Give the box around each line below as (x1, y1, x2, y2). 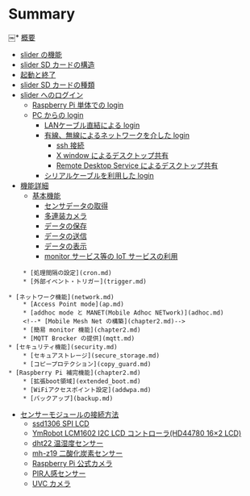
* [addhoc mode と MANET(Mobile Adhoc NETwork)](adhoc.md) (23, 308, 224, 317)
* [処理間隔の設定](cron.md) (23, 269, 112, 277)
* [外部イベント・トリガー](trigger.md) (23, 277, 147, 286)
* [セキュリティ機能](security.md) (8, 343, 119, 351)
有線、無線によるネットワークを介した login (44, 130, 190, 140)
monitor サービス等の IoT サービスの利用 (44, 251, 178, 261)
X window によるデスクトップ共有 (56, 150, 169, 160)
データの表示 (44, 241, 87, 251)
